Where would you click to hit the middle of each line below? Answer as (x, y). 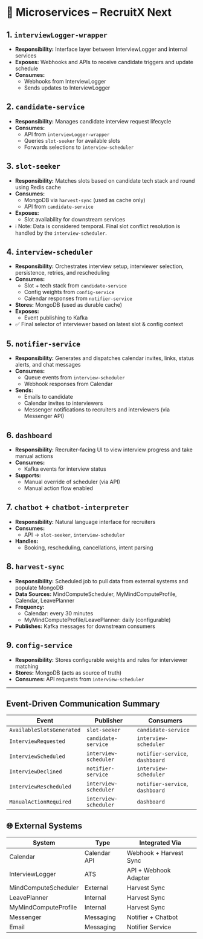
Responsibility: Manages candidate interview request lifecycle (93, 121)
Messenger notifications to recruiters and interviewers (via (97, 410)
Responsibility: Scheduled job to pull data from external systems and (101, 581)
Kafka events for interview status (65, 469)
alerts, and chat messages (48, 365)
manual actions (34, 456)
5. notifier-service (43, 343)
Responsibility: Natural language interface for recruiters (85, 522)
